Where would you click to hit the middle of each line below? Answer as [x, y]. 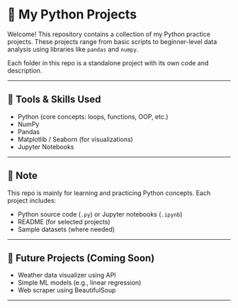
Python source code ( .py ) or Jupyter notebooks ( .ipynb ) [100, 214]
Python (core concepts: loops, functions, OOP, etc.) [93, 116]
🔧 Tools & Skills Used [54, 100]
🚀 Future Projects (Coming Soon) [81, 258]
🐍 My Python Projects [72, 15]
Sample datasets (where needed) [66, 229]
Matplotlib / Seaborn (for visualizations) [75, 139]
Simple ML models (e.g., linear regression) [79, 282]
